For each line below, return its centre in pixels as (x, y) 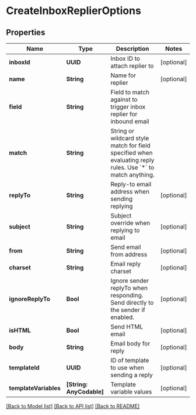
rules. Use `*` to (132, 167)
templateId (24, 368)
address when (130, 191)
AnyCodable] (85, 392)
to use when (127, 368)
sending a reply (132, 375)
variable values (131, 392)
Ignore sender (130, 281)
